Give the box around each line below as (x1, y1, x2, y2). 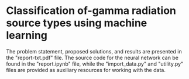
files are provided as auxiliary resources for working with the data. (6, 66, 166, 73)
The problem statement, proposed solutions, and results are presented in (6, 48, 183, 55)
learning (6, 29, 48, 42)
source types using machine (6, 16, 147, 30)
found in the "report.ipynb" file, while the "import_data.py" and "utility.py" (6, 60, 184, 67)
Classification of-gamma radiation (6, 4, 177, 17)
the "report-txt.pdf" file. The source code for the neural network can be (6, 54, 178, 61)
